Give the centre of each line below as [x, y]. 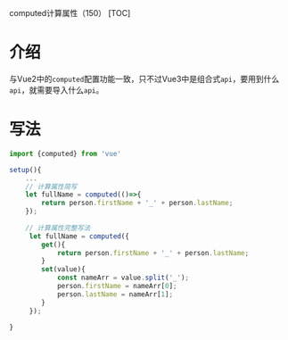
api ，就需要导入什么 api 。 [57, 90]
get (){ [53, 245]
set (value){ [64, 270]
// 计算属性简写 [51, 187]
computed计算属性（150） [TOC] [70, 13]
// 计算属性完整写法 [58, 228]
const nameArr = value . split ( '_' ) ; [123, 278]
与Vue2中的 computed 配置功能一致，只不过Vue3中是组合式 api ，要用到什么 [144, 79]
